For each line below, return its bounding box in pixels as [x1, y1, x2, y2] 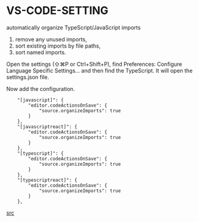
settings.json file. [6, 73, 49, 81]
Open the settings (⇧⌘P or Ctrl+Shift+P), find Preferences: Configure [6, 60, 183, 68]
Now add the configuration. [6, 85, 75, 92]
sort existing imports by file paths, [15, 42, 101, 49]
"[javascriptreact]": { [17, 123, 78, 130]
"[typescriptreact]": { [17, 177, 78, 183]
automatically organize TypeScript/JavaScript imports [6, 24, 141, 31]
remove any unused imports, [15, 35, 87, 43]
